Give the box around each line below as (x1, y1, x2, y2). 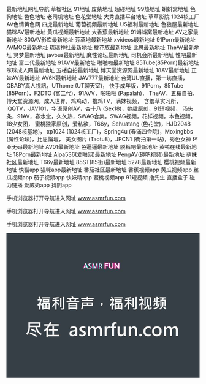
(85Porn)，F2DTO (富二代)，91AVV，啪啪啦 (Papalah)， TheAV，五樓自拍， (6, 89, 198, 97)
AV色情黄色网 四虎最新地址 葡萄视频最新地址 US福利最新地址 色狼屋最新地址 (6, 21, 199, 28)
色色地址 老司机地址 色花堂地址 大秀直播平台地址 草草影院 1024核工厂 (23, 13, 200, 20)
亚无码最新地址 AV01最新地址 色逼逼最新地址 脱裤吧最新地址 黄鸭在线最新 (6, 143, 192, 150)
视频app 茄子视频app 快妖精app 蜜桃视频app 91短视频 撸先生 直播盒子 (11, 174, 189, 181)
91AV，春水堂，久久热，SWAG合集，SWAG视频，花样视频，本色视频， (17, 113, 196, 119)
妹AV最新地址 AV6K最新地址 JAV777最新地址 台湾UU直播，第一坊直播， (6, 74, 188, 81)
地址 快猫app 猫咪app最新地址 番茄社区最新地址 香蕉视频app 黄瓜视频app (6, 166, 192, 173)
